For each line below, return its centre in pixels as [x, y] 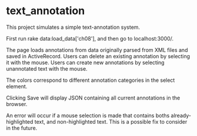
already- [181, 115]
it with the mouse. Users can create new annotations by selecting [85, 62]
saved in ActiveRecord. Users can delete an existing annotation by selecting [98, 56]
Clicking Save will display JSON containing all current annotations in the [93, 98]
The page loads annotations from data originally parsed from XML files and [97, 50]
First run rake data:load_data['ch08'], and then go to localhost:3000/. [90, 38]
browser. [17, 104]
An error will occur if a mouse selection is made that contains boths [88, 115]
